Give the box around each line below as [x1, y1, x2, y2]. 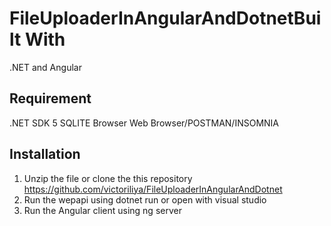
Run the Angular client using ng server [23, 204, 182, 216]
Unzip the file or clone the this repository [23, 172, 193, 184]
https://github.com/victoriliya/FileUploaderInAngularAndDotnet [23, 183, 283, 195]
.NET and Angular [9, 61, 82, 73]
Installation [9, 146, 81, 163]
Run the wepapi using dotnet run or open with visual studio [23, 193, 267, 206]
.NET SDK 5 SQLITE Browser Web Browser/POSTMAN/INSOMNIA [9, 117, 280, 129]
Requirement [9, 90, 92, 107]
